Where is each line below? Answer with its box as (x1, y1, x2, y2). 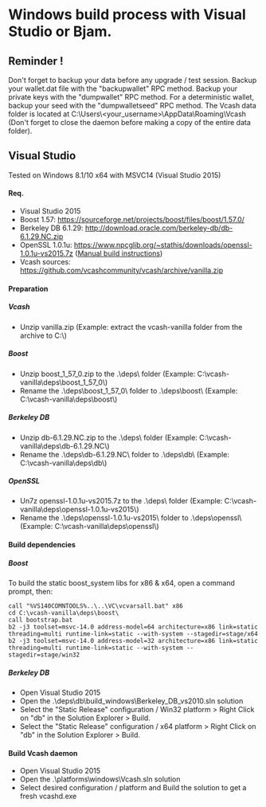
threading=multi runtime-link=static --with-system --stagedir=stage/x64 (8, 630, 259, 638)
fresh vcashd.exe (19, 791, 77, 801)
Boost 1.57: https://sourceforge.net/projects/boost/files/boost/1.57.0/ (19, 215, 245, 225)
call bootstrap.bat (8, 616, 73, 625)
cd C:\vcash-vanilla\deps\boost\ (8, 609, 119, 617)
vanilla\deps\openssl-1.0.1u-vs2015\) (19, 504, 139, 515)
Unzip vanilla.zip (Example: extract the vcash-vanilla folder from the (19, 322, 243, 331)
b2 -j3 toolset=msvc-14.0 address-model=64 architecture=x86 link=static (8, 623, 259, 631)
